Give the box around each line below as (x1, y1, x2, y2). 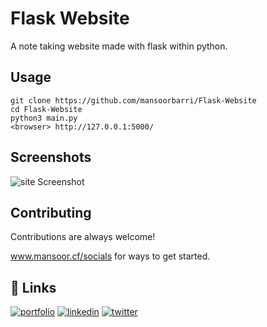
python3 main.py (10, 113, 78, 123)
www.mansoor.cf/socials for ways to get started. (10, 250, 211, 262)
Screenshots (10, 149, 92, 166)
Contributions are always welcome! (10, 231, 156, 243)
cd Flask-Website (10, 104, 83, 114)
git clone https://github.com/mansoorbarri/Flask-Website (10, 95, 257, 106)
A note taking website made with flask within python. (10, 40, 228, 52)
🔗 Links (10, 279, 57, 296)
